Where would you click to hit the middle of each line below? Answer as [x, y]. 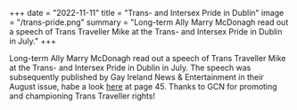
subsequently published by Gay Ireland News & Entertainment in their [137, 77]
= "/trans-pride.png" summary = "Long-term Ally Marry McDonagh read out [149, 22]
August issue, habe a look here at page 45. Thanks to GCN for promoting [144, 86]
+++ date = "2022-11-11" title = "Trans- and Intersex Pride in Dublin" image [147, 13]
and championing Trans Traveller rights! [82, 96]
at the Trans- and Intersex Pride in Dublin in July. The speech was [130, 67]
